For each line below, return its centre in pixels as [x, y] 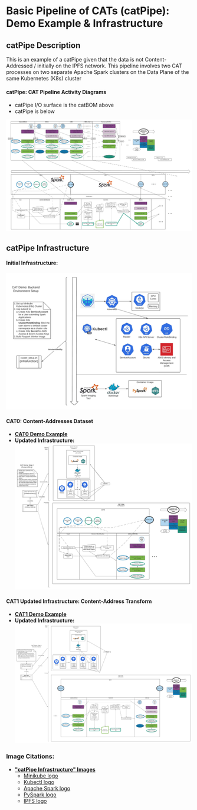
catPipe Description [43, 45]
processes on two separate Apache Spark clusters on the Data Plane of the [98, 72]
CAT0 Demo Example [41, 434]
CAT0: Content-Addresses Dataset [50, 421]
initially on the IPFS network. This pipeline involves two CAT [110, 66]
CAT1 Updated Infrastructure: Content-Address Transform [79, 601]
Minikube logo [41, 776]
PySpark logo [40, 795]
